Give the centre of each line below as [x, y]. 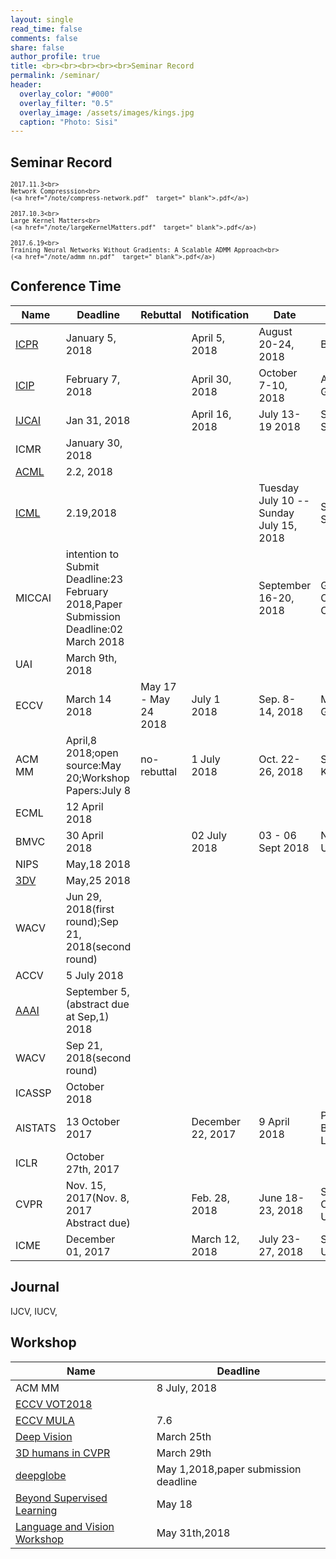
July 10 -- [284, 500]
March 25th [184, 1436]
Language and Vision [65, 1526]
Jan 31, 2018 [98, 420]
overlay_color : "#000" [66, 94]
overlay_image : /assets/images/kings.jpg [107, 112]
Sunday [276, 513]
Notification [220, 314]
